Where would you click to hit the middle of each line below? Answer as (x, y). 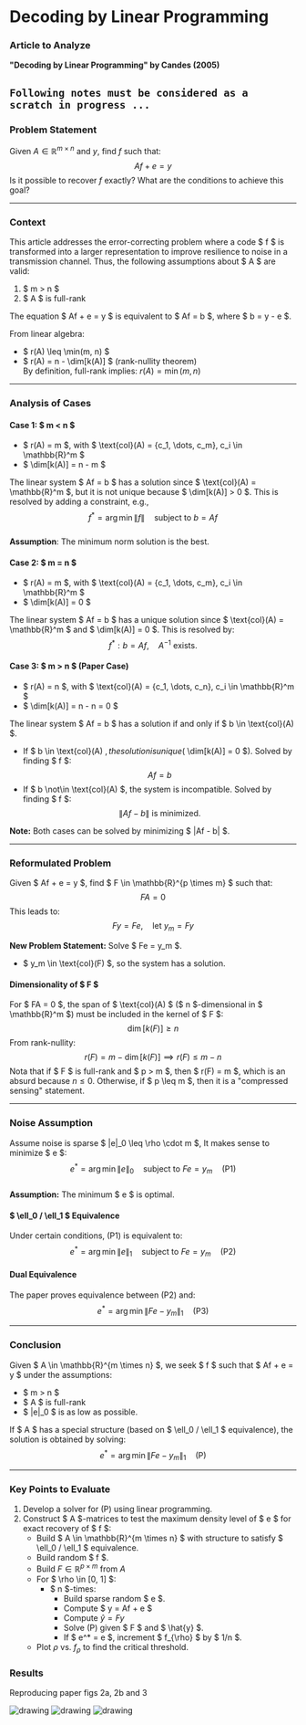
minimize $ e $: (38, 1152)
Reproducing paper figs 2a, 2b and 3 (78, 1693)
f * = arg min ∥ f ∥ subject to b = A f (153, 516)
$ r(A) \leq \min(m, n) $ (66, 352)
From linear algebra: (47, 334)
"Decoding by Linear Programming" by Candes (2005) (115, 65)
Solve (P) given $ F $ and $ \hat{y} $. (133, 1628)
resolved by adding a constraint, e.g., (79, 502)
